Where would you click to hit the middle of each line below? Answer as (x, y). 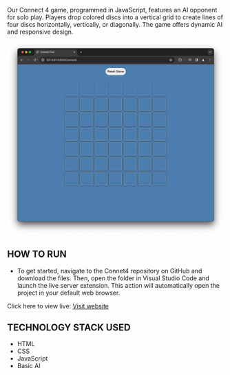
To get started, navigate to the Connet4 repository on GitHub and (109, 271)
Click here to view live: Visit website (58, 306)
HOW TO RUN (37, 254)
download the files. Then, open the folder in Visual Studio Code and (113, 278)
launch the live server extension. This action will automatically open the (118, 285)
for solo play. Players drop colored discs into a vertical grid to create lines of (115, 17)
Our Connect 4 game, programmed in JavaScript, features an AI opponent (112, 10)
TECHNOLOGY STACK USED (69, 328)
